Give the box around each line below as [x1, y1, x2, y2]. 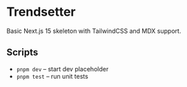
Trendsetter [6, 4, 76, 20]
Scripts [6, 47, 39, 58]
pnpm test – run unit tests [16, 72, 89, 80]
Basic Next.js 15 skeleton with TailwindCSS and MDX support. [6, 27, 181, 35]
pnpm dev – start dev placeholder [16, 64, 109, 73]
